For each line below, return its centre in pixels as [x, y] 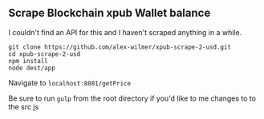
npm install [28, 61]
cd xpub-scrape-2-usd [45, 54]
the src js [24, 106]
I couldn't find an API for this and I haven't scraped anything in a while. [125, 32]
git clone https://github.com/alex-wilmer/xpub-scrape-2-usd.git [120, 47]
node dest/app [32, 68]
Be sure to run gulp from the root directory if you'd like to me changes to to [132, 98]
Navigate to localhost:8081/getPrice [69, 82]
